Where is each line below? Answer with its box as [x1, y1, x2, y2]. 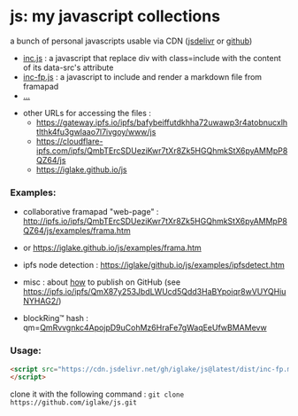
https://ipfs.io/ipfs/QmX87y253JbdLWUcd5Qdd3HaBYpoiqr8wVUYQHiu [22, 286, 287, 297]
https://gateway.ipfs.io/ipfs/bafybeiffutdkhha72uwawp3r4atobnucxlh [35, 117, 288, 128]
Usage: [10, 344, 42, 357]
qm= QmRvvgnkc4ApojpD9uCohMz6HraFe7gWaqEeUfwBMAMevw [22, 322, 268, 334]
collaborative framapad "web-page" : [22, 207, 159, 217]
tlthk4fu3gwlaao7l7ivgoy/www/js [35, 126, 157, 137]
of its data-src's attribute [22, 62, 114, 73]
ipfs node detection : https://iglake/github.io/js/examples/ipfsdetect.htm [22, 260, 286, 271]
